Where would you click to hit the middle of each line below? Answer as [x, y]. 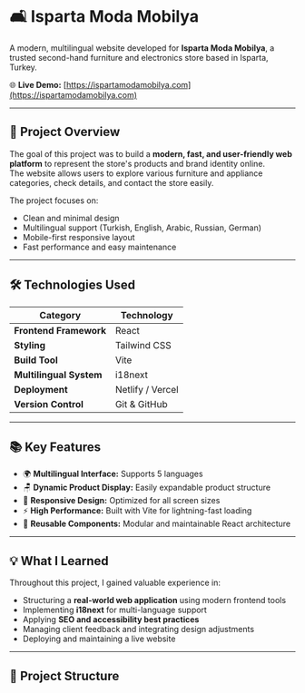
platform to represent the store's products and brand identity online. [138, 163]
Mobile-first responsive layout [79, 237]
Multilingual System [58, 375]
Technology [148, 315]
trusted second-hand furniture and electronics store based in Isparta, [139, 57]
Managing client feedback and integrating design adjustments [138, 630]
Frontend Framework [60, 330]
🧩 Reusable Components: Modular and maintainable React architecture [157, 524]
